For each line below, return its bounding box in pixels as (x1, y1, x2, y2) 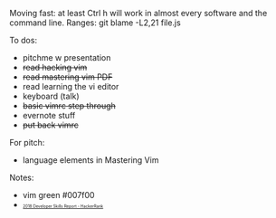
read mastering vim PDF (22, 71, 113, 82)
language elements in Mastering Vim (22, 155, 159, 166)
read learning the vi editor (22, 81, 119, 91)
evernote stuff (22, 110, 76, 120)
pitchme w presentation (22, 52, 111, 62)
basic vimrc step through (22, 100, 116, 111)
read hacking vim (22, 62, 88, 72)
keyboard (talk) (22, 90, 80, 101)
